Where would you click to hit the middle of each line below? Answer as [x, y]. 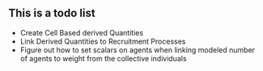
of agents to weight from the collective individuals [104, 58]
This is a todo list [52, 13]
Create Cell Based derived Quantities [82, 32]
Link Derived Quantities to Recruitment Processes [103, 41]
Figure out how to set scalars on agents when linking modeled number [138, 50]
